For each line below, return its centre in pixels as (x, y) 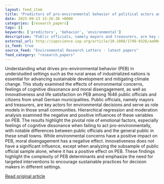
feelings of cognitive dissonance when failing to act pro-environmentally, (78, 126)
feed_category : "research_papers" (40, 55)
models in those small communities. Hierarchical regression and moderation (81, 110)
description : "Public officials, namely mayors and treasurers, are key (81, 37)
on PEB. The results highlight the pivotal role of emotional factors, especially (82, 120)
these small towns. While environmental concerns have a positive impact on (81, 136)
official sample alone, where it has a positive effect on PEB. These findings (80, 151)
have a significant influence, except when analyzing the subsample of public (82, 146)
